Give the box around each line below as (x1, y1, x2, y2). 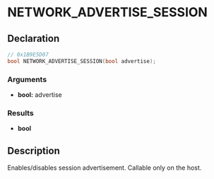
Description (7, 144, 60, 156)
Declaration (7, 33, 60, 45)
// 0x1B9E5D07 (7, 51, 49, 58)
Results (7, 108, 34, 117)
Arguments (7, 74, 47, 84)
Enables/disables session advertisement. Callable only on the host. (7, 163, 202, 172)
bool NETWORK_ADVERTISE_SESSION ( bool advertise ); (7, 57, 157, 64)
